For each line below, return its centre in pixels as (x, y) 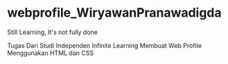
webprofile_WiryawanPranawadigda (114, 13)
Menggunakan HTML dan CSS (51, 53)
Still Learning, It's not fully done (53, 32)
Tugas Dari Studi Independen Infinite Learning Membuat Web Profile (105, 45)
